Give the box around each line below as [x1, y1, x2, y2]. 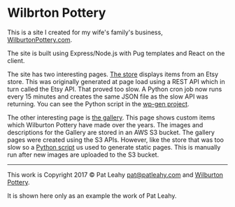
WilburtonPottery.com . [7, 35, 72, 43]
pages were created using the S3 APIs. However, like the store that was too [7, 135, 225, 144]
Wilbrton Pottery [7, 5, 106, 21]
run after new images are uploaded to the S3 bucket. [7, 150, 159, 159]
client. [7, 56, 25, 64]
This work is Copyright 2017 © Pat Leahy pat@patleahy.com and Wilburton [7, 170, 224, 179]
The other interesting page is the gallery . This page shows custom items [7, 113, 215, 122]
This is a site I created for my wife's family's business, [7, 28, 163, 36]
